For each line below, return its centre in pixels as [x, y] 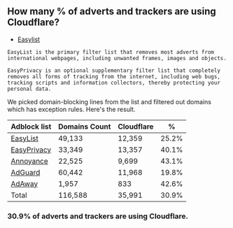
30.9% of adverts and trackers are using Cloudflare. [98, 216]
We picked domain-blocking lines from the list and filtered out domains [110, 101]
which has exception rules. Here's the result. [71, 109]
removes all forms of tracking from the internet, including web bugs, [114, 76]
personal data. [29, 89]
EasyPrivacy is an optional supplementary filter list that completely [114, 70]
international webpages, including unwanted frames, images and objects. [117, 58]
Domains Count [85, 127]
